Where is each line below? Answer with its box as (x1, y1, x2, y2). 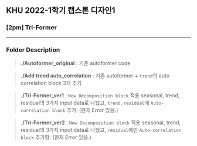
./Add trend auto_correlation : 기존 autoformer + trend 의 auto (20, 72, 170, 79)
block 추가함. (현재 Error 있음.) (20, 134, 92, 141)
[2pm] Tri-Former (6, 23, 57, 32)
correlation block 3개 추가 (20, 79, 82, 86)
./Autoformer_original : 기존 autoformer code (20, 59, 131, 66)
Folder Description (6, 46, 60, 54)
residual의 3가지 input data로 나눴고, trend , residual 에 (20, 99, 150, 106)
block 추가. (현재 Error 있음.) (52, 106, 118, 113)
